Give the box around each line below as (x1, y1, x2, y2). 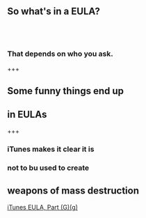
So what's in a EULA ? (7, 6, 101, 17)
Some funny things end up (7, 85, 124, 97)
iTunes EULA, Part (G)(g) (7, 203, 79, 211)
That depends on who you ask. (7, 49, 113, 59)
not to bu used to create (7, 163, 90, 173)
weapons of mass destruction (7, 185, 139, 196)
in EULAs (7, 108, 47, 120)
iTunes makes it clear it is (7, 144, 95, 154)
